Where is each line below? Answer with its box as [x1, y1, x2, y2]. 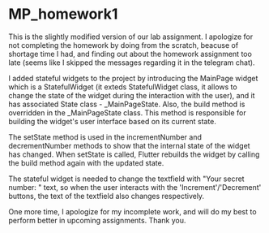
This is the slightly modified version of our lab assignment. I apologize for [8, 32, 254, 41]
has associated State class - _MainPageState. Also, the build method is [8, 99, 246, 109]
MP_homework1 [8, 5, 118, 24]
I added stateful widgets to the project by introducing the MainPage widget [8, 73, 258, 83]
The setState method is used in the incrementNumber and [8, 132, 203, 142]
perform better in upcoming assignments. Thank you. [8, 215, 186, 225]
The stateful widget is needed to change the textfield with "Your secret [8, 174, 245, 183]
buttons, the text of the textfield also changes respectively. [8, 191, 205, 201]
